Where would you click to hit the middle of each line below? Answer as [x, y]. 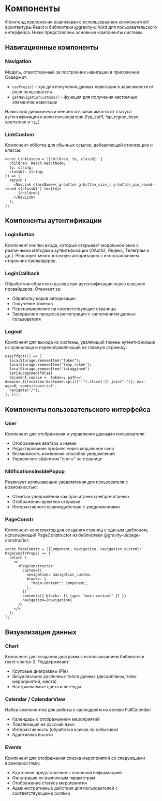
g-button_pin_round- [134, 184]
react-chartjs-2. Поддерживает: [37, 662]
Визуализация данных [41, 632]
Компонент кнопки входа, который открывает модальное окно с [72, 245]
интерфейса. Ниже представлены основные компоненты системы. [74, 32]
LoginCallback [22, 273]
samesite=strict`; [38, 386]
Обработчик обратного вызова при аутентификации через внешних [75, 284]
